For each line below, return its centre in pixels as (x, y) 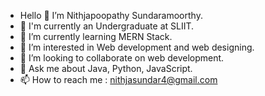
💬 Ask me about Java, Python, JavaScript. (106, 68)
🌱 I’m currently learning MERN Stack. (96, 36)
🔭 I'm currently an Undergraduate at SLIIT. (107, 26)
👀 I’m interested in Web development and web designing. (137, 47)
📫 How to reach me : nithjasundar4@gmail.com (118, 79)
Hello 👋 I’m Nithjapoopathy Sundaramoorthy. (111, 15)
